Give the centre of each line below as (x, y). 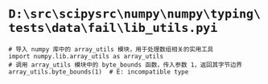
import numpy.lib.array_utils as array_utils (86, 56)
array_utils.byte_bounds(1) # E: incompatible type (99, 72)
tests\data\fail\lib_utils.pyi (113, 28)
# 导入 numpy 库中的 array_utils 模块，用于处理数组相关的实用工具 (111, 49)
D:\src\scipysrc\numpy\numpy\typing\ (135, 14)
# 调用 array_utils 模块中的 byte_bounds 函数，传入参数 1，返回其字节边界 (126, 65)
